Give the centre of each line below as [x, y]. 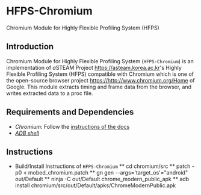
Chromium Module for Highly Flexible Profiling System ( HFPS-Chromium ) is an [100, 61]
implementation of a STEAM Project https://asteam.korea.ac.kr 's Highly [94, 67]
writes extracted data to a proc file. [50, 93]
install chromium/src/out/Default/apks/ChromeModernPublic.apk [95, 185]
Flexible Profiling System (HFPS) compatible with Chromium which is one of [100, 74]
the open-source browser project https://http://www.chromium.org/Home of [100, 80]
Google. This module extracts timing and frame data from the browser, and [99, 87]
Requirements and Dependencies [70, 112]
